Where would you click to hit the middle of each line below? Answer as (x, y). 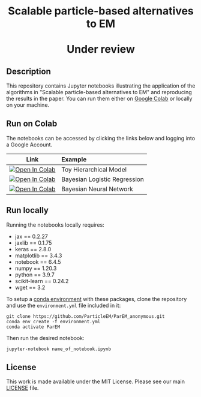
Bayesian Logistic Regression (103, 179)
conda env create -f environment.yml (53, 321)
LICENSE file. (22, 388)
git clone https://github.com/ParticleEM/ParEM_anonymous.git (85, 316)
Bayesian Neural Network (97, 189)
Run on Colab (32, 124)
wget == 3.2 (30, 287)
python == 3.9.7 (35, 275)
